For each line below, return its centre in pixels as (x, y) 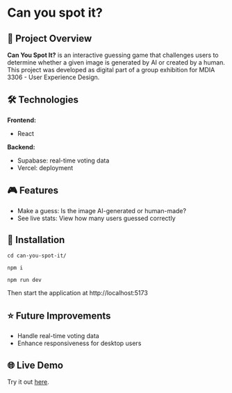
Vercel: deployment (45, 167)
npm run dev (24, 280)
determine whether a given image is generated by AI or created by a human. (116, 62)
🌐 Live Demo (35, 365)
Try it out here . (28, 382)
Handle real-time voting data (58, 336)
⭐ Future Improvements (59, 316)
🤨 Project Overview (50, 39)
